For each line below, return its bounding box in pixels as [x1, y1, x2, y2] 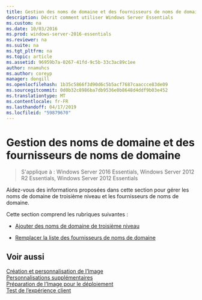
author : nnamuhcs [6, 64, 50, 71]
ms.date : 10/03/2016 [6, 25, 58, 32]
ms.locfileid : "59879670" [6, 110, 71, 116]
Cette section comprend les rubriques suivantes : [6, 211, 128, 218]
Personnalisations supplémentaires [6, 274, 93, 281]
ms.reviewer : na [6, 37, 47, 43]
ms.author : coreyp [6, 70, 52, 77]
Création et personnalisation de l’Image [6, 267, 103, 275]
